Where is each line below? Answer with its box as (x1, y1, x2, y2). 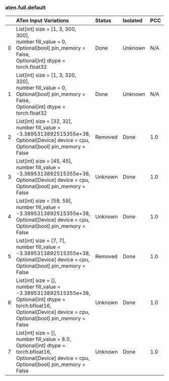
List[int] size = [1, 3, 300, (16, 26, 76, 33)
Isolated (122, 17, 142, 24)
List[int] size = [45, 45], (16, 158, 72, 165)
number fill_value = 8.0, (16, 336, 71, 343)
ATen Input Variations (16, 17, 69, 24)
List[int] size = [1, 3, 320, (16, 72, 76, 79)
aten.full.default (5, 4, 46, 11)
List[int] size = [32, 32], (16, 118, 72, 125)
